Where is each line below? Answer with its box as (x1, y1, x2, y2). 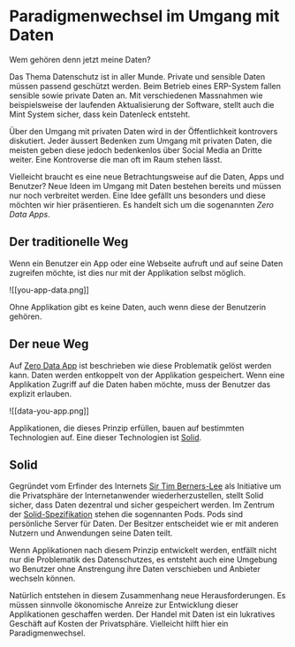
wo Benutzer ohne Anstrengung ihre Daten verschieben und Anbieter (9, 564, 261, 575)
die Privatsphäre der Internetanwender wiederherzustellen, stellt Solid (9, 491, 264, 501)
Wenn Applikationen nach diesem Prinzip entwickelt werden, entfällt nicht (9, 545, 277, 556)
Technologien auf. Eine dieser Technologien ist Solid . (9, 431, 202, 443)
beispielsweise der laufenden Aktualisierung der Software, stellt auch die (9, 99, 275, 110)
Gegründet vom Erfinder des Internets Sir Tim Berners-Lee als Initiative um (9, 481, 282, 491)
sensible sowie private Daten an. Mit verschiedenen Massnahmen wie (9, 90, 263, 101)
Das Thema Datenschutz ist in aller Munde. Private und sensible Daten (9, 71, 266, 81)
